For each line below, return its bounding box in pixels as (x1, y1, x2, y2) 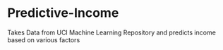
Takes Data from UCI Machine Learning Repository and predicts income (7, 28, 217, 37)
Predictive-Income (7, 5, 119, 21)
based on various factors (7, 35, 80, 44)
